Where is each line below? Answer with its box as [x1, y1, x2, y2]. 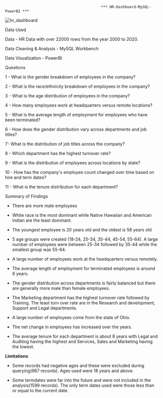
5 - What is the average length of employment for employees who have [5, 112, 148, 117]
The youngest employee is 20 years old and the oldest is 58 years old [12, 227, 152, 232]
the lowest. [12, 344, 35, 349]
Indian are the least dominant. [12, 217, 72, 223]
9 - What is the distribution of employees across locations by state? [5, 160, 141, 166]
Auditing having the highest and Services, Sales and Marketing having [12, 339, 153, 344]
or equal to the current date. [12, 388, 69, 393]
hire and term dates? [5, 174, 47, 180]
